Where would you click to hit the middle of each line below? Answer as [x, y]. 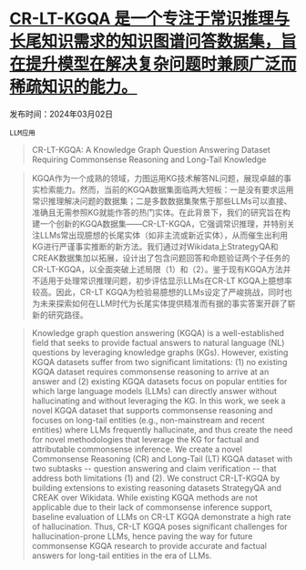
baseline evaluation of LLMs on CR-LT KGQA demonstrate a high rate [161, 516]
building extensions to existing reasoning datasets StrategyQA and [157, 487]
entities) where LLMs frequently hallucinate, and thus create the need [162, 430]
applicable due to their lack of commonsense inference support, [152, 507]
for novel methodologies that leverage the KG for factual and [145, 439]
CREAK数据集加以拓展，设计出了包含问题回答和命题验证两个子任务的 [161, 258]
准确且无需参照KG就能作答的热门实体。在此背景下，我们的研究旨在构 [161, 212]
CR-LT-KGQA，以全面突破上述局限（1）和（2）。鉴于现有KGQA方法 [158, 269]
